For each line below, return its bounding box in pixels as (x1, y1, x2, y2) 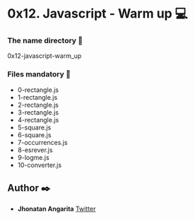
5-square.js (17, 123, 52, 132)
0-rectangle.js (17, 86, 59, 94)
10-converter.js (17, 161, 62, 169)
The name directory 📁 (7, 36, 83, 46)
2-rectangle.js (17, 100, 59, 109)
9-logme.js (17, 153, 49, 161)
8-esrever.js (17, 146, 53, 154)
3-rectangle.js (17, 108, 59, 117)
